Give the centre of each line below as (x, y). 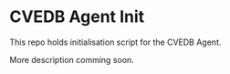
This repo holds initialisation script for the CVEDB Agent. (115, 42)
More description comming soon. (72, 59)
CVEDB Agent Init (77, 17)
